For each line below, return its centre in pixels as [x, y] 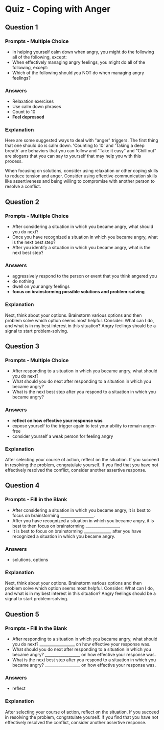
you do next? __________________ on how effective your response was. [81, 644]
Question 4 [23, 486]
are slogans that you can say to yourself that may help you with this [73, 156]
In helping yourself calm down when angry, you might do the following [83, 52]
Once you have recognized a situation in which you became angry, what [85, 237]
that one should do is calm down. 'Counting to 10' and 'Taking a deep [75, 145]
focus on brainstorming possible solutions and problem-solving [78, 292]
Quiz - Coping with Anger [58, 9]
